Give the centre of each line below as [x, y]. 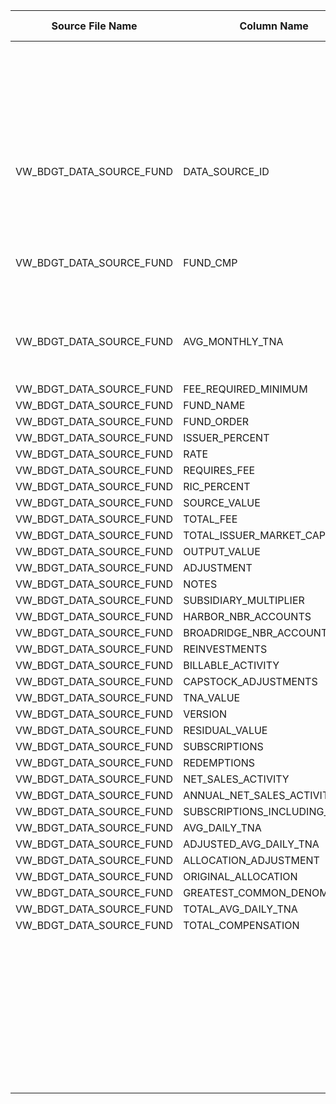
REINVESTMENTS [225, 649]
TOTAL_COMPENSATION [241, 925]
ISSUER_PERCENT [226, 437]
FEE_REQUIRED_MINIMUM [245, 389]
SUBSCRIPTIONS [223, 746]
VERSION [205, 714]
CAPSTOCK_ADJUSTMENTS [250, 681]
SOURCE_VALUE [222, 502]
